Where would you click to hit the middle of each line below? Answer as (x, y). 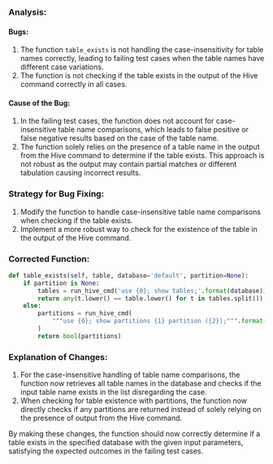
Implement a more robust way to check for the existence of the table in (139, 229)
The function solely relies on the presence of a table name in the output (140, 147)
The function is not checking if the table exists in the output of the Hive (139, 76)
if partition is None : (61, 283)
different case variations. (62, 67)
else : (32, 306)
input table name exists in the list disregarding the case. (113, 392)
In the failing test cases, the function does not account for (117, 121)
